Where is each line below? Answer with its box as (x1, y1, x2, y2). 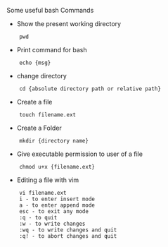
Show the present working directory (16, 20, 121, 28)
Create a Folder (16, 123, 63, 132)
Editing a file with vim (16, 176, 79, 184)
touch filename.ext (19, 112, 77, 119)
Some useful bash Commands (6, 6, 94, 14)
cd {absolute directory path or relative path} (19, 85, 161, 92)
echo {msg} (19, 59, 51, 66)
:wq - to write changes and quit (19, 227, 117, 234)
